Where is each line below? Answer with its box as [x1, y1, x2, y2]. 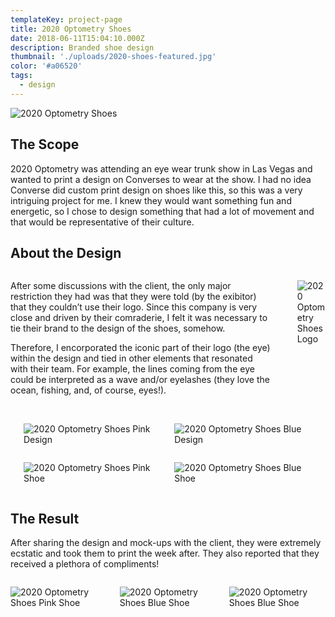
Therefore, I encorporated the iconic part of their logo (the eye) [10, 342, 271, 354]
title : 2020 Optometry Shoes [10, 24, 132, 34]
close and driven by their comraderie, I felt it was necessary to [10, 312, 268, 324]
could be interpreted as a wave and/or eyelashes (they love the [10, 374, 270, 386]
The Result [10, 510, 80, 527]
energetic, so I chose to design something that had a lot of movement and [10, 205, 315, 217]
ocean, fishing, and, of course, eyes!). [10, 384, 167, 396]
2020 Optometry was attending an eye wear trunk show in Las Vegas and [10, 162, 313, 175]
